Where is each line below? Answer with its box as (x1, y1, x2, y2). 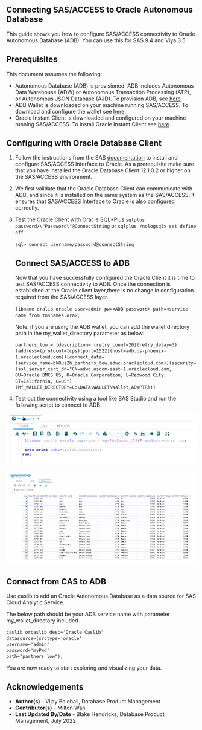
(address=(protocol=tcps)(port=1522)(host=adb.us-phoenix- (14, 348, 167, 354)
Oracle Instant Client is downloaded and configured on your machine (14, 114, 186, 121)
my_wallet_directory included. (6, 617, 80, 624)
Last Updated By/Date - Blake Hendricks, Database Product (14, 711, 165, 718)
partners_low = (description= (14, 342, 92, 348)
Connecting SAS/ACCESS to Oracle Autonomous (6, 5, 193, 15)
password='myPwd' (6, 648, 50, 654)
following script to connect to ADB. (14, 401, 102, 409)
